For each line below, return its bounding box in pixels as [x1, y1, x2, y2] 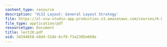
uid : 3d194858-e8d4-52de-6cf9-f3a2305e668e [5, 35, 97, 40]
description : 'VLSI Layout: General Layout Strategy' [5, 12, 119, 17]
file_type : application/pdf [5, 21, 64, 26]
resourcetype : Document [5, 25, 55, 30]
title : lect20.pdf [5, 30, 43, 35]
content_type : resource [5, 7, 55, 12]
